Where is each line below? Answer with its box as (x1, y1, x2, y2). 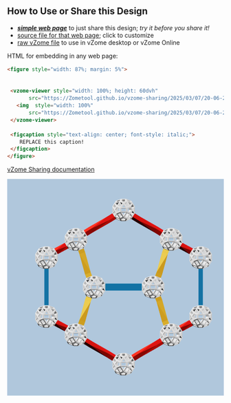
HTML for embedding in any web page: (7, 52, 118, 60)
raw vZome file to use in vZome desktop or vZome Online (16, 38, 180, 47)
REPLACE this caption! (19, 138, 85, 145)
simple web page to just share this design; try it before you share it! (16, 23, 210, 32)
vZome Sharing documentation (7, 165, 95, 174)
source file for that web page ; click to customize (16, 31, 155, 39)
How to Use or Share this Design (7, 6, 148, 17)
